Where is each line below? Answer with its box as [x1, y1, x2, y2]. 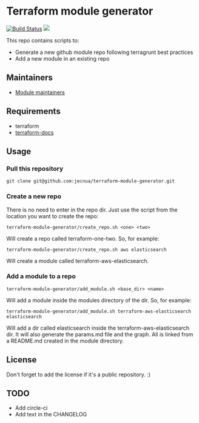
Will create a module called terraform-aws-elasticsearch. [6, 257, 149, 264]
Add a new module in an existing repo [15, 55, 110, 62]
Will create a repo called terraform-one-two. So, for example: [6, 235, 160, 242]
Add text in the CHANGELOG [15, 411, 87, 418]
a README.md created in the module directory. [6, 337, 124, 344]
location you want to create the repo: [6, 212, 99, 219]
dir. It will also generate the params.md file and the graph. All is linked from [6, 330, 194, 338]
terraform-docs [15, 128, 54, 136]
